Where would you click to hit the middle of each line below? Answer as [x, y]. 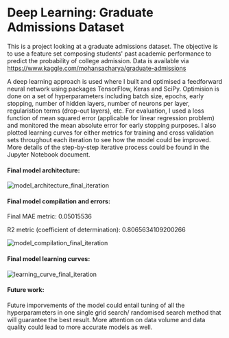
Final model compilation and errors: [59, 201]
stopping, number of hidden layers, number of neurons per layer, [98, 103]
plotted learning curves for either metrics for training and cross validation [110, 133]
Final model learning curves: [49, 258]
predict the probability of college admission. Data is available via [98, 60]
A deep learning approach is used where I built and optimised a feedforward [115, 81]
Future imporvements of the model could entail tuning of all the [96, 305]
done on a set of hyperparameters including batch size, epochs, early [106, 96]
